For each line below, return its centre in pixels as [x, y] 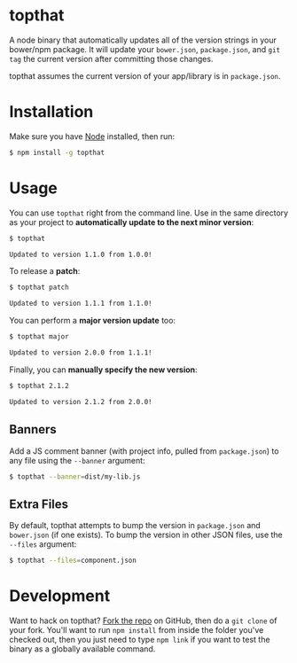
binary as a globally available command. [82, 649]
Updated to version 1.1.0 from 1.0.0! [81, 254]
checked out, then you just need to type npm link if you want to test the [140, 640]
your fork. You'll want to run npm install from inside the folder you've [137, 630]
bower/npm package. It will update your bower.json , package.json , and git [145, 49]
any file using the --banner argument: [77, 460]
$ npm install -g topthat [57, 152]
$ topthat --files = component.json [73, 561]
